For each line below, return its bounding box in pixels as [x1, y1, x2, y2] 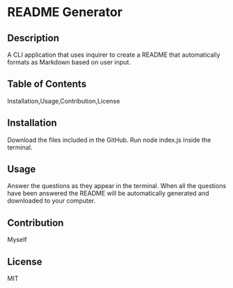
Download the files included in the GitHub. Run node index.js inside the [7, 136, 211, 144]
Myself [7, 236, 27, 244]
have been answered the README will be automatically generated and [7, 189, 209, 198]
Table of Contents [7, 78, 87, 90]
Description [7, 32, 59, 44]
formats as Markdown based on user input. [7, 58, 131, 66]
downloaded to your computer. [7, 196, 96, 205]
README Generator [7, 4, 123, 20]
